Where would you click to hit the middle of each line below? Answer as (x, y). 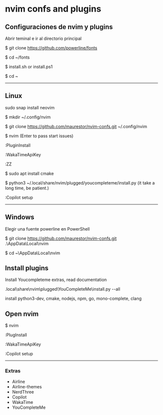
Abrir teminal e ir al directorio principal (43, 38)
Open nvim (22, 314)
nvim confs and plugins (53, 9)
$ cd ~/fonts (17, 57)
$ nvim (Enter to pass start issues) (39, 136)
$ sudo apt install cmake (30, 173)
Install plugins (27, 268)
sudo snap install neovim (30, 107)
